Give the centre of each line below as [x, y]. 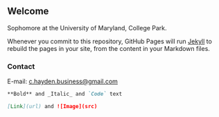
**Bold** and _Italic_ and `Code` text [65, 94]
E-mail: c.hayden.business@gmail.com [62, 81]
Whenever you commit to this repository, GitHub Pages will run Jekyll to [110, 41]
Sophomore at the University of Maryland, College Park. [87, 28]
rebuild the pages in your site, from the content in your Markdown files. [108, 48]
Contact [21, 66]
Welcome [28, 11]
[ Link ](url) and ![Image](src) [52, 106]
